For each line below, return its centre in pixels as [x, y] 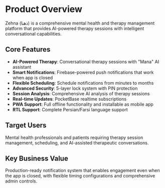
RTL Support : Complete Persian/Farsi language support [70, 109]
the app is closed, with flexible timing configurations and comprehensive [80, 176]
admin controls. [21, 181]
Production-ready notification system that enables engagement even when [83, 170]
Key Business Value [37, 158]
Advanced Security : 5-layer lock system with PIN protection [75, 88]
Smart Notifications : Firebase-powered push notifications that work [83, 72]
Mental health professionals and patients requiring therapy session [74, 137]
